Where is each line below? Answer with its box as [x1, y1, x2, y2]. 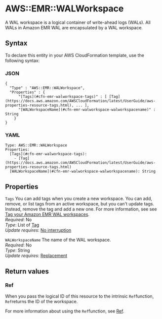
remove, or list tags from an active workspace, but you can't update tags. [5, 201, 155, 207]
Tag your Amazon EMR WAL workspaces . [5, 211, 90, 217]
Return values [5, 267, 49, 275]
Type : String [5, 248, 30, 254]
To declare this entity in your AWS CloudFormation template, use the [5, 52, 144, 58]
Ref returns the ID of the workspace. [5, 298, 78, 304]
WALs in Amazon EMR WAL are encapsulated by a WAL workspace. [5, 24, 143, 30]
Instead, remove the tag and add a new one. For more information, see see [5, 206, 157, 212]
